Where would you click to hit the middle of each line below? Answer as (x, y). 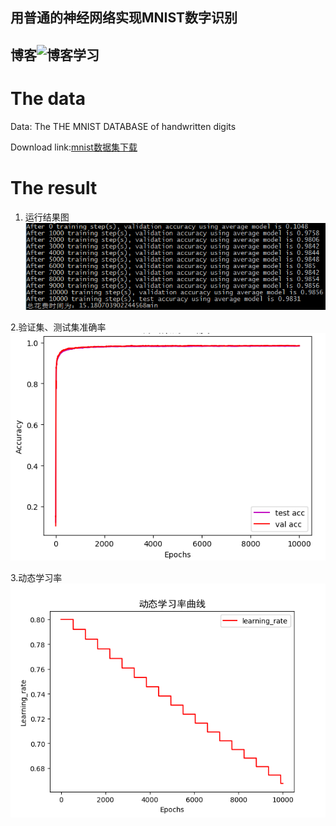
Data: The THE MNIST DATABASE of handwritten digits (123, 126)
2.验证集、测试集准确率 (58, 327)
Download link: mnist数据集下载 (74, 147)
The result (54, 187)
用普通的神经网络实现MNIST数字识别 (124, 18)
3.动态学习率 (36, 577)
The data (48, 98)
